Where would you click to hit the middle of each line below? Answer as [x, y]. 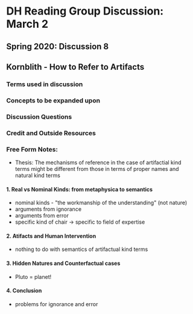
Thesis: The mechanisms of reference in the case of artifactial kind [98, 162]
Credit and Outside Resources [51, 133]
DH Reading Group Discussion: [85, 11]
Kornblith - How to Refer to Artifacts [75, 67]
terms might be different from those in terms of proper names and [97, 169]
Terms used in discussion [45, 84]
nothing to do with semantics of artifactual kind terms [81, 249]
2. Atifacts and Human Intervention [51, 236]
